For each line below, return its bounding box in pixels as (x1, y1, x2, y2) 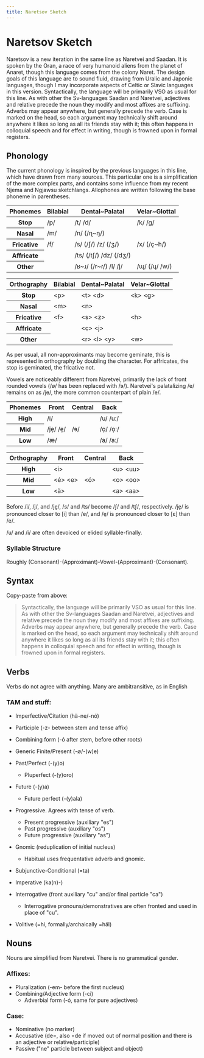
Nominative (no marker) (15, 1026, 75, 1032)
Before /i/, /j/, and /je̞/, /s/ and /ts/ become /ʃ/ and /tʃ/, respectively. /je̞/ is (6, 503, 189, 510)
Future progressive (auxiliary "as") (24, 831, 111, 838)
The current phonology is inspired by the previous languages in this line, (6, 167, 188, 174)
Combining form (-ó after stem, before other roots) (15, 735, 142, 743)
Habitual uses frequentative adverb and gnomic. (24, 855, 146, 862)
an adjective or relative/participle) (15, 1038, 100, 1046)
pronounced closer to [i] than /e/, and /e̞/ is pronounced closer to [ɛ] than (6, 510, 191, 518)
